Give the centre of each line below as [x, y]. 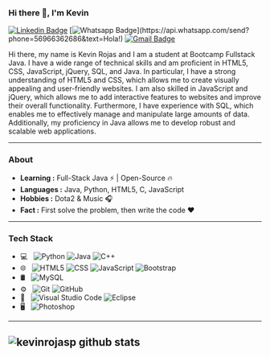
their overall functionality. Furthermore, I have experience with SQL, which [131, 106]
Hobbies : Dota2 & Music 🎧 [66, 198]
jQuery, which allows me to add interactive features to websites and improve [135, 97]
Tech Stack [31, 238]
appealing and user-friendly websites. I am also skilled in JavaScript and [128, 88]
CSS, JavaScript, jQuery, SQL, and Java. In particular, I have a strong [122, 72]
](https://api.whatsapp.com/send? [193, 31]
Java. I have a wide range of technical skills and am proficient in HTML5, [129, 63]
